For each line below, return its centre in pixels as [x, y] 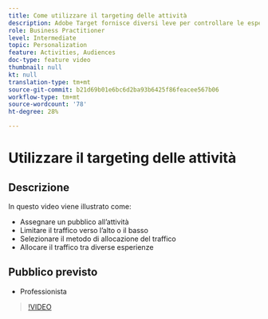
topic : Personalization [48, 45]
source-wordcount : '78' [48, 104]
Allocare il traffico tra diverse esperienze [87, 247]
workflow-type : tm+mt [44, 97]
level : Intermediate [43, 38]
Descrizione [39, 187]
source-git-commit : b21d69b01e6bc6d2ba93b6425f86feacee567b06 [114, 89]
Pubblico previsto [53, 272]
